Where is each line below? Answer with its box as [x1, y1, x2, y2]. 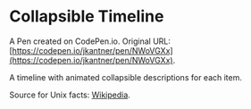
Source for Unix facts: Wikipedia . [9, 89, 131, 100]
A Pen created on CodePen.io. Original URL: [9, 36, 172, 46]
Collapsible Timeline [9, 6, 164, 27]
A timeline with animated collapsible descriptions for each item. [9, 71, 243, 82]
